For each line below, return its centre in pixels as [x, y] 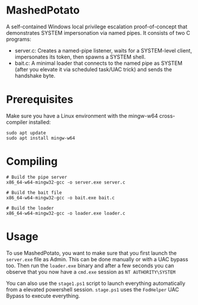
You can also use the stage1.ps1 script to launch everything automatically [96, 283]
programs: [19, 39]
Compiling [32, 161]
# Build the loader [30, 208]
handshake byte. [35, 76]
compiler [17, 122]
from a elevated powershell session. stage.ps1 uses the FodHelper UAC [92, 289]
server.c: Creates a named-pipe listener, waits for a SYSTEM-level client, [103, 50]
